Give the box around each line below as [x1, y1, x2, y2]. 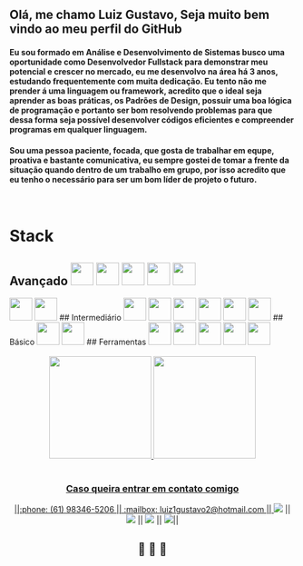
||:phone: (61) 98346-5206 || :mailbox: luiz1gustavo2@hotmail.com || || [14, 504, 291, 515]
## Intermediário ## [58, 313, 284, 323]
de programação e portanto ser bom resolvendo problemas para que [9, 104, 273, 115]
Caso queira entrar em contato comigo [65, 482, 239, 495]
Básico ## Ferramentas [9, 336, 147, 348]
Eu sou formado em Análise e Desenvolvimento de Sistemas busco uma [9, 46, 286, 57]
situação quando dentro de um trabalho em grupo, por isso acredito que [9, 164, 286, 175]
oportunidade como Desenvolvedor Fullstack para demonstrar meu [9, 56, 269, 67]
